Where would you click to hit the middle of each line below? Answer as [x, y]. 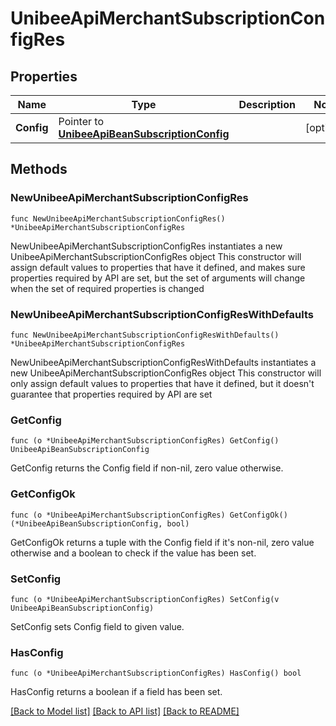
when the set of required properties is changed [107, 288]
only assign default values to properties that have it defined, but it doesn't [162, 383]
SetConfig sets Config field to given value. [97, 626]
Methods [39, 169]
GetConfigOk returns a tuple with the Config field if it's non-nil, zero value [162, 542]
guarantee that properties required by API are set [111, 394]
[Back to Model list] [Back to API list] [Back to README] [125, 711]
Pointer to [81, 121]
